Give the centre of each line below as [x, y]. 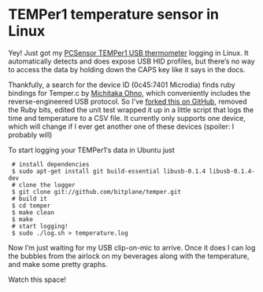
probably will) [30, 134]
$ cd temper [31, 206]
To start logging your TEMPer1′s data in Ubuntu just [91, 150]
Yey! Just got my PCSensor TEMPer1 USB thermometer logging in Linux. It [128, 53]
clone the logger [47, 185]
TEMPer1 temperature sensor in [113, 15]
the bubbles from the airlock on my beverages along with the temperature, [129, 256]
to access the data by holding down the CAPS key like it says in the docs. [127, 69]
